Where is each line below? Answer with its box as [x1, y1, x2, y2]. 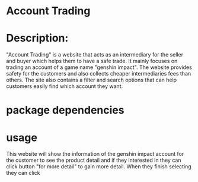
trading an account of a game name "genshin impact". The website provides [6, 64, 193, 71]
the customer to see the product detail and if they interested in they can [6, 156, 181, 164]
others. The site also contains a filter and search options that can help [6, 76, 177, 84]
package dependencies [6, 103, 124, 117]
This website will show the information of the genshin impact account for [6, 150, 184, 158]
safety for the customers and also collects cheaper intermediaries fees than [6, 70, 191, 77]
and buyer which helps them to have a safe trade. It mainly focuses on [6, 58, 178, 65]
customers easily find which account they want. [6, 83, 123, 90]
